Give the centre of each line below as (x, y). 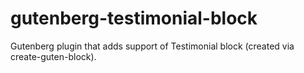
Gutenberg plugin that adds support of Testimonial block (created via (152, 46)
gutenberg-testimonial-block (134, 18)
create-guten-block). (53, 56)
